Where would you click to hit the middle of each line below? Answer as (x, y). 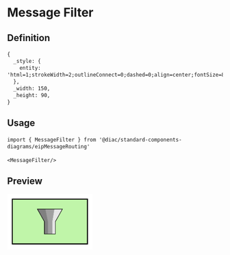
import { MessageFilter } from (52, 139)
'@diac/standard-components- (141, 139)
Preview (25, 182)
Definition (28, 38)
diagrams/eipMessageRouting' (49, 146)
